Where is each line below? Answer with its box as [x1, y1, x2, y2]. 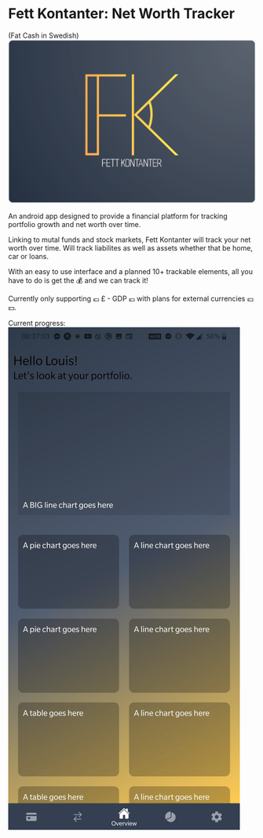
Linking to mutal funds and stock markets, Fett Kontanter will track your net [8, 235, 251, 244]
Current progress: [8, 319, 66, 328]
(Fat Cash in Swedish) [8, 31, 79, 40]
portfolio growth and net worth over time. [8, 220, 141, 229]
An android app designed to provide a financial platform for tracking [8, 211, 228, 221]
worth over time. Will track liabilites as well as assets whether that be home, [8, 243, 254, 253]
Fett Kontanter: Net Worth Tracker [8, 5, 236, 23]
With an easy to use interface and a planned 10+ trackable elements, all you [8, 267, 254, 276]
